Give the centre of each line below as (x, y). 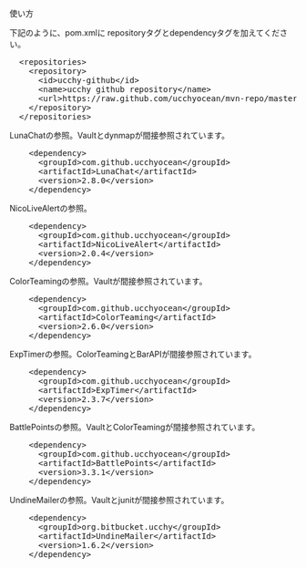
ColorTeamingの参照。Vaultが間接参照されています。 (108, 281)
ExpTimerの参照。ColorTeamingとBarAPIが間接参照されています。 (133, 354)
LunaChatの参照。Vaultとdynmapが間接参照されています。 (120, 135)
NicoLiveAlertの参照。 (51, 208)
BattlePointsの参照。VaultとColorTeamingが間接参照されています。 (135, 427)
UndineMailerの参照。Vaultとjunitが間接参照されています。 (119, 500)
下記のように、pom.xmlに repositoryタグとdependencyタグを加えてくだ (145, 33)
